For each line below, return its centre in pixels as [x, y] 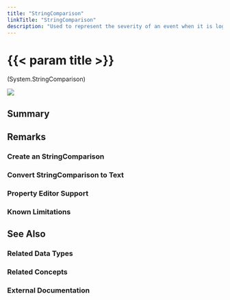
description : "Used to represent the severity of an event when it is [110, 26]
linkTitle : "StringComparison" [52, 20]
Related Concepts [38, 272]
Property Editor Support [48, 193]
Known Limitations [39, 211]
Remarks [27, 137]
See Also [26, 234]
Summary [28, 114]
